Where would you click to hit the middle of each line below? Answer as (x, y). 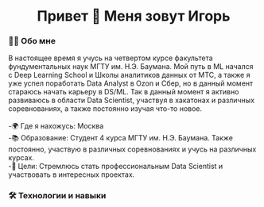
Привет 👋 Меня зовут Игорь (134, 16)
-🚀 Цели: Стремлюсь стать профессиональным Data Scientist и (116, 167)
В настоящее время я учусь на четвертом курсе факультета (111, 58)
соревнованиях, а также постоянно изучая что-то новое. (105, 109)
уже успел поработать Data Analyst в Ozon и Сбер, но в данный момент (131, 83)
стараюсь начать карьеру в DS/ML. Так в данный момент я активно (124, 92)
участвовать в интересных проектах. (72, 174)
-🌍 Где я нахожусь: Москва (56, 126)
